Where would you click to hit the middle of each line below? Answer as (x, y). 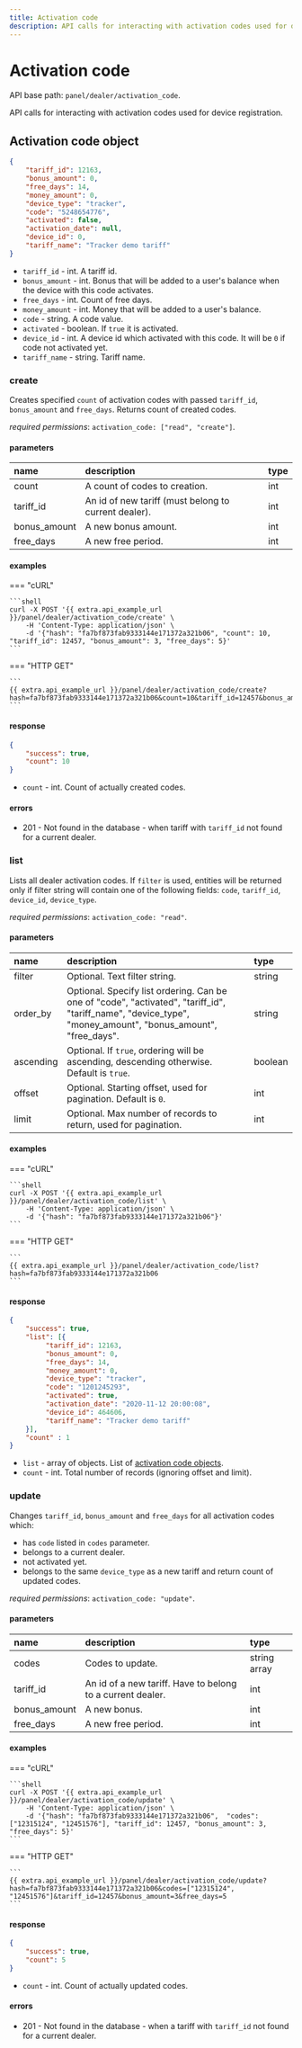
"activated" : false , (64, 220)
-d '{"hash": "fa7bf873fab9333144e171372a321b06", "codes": (142, 1816)
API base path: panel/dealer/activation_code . (95, 95)
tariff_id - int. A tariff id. (70, 271)
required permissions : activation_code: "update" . (102, 1598)
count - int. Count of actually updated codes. (105, 1985)
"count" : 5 (46, 1960)
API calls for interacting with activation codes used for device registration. (146, 112)
